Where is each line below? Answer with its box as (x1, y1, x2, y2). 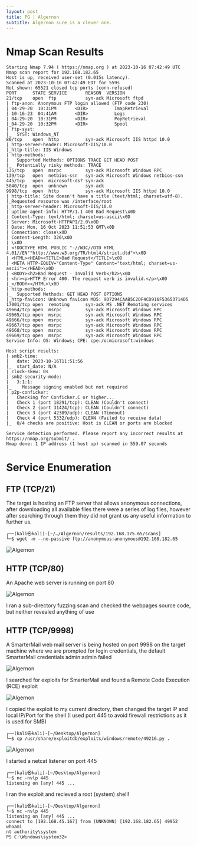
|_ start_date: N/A (6, 364, 57, 370)
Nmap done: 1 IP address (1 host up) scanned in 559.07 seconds (6, 441, 168, 447)
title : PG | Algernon (6, 14, 60, 20)
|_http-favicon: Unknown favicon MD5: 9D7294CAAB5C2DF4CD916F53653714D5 (6, 297, 189, 302)
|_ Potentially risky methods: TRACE (6, 163, 101, 169)
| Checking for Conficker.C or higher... (6, 394, 115, 401)
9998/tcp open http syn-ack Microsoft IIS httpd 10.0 (6, 188, 170, 195)
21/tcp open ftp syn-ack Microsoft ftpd (6, 96, 144, 101)
